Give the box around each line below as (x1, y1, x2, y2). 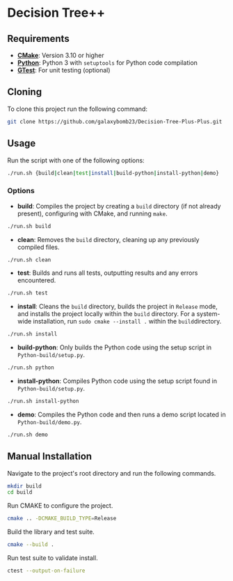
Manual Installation (7, 451, 93, 462)
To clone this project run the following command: (7, 105, 148, 113)
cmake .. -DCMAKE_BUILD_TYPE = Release (7, 515, 117, 522)
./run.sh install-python (7, 398, 79, 405)
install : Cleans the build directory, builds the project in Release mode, (17, 302, 218, 311)
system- (196, 310, 220, 318)
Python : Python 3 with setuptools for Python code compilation (17, 59, 198, 67)
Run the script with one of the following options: (7, 156, 145, 165)
